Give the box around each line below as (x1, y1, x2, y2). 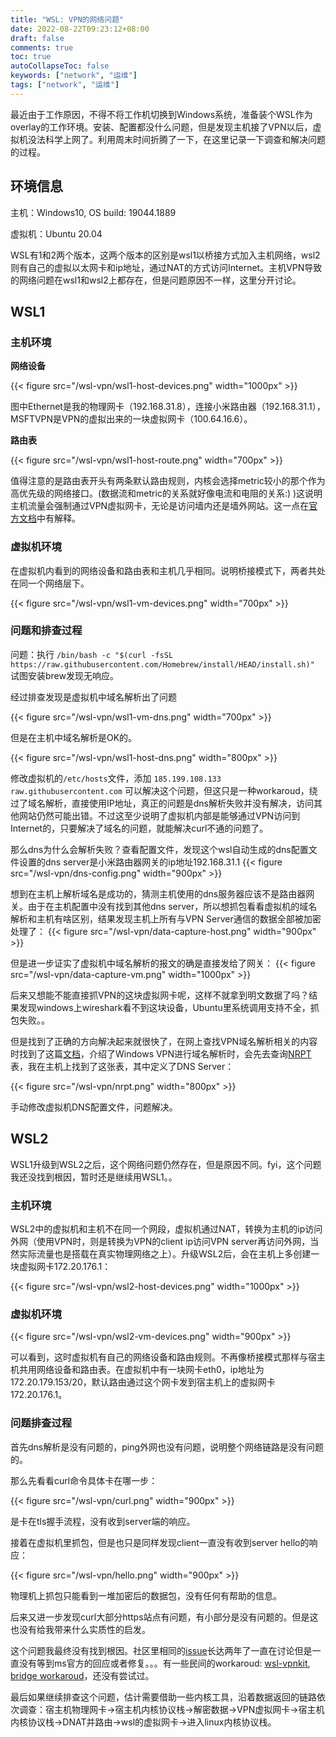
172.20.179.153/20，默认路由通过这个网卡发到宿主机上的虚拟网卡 (10, 1376, 276, 1388)
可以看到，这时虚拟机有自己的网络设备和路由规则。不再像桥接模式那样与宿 (10, 1351, 317, 1363)
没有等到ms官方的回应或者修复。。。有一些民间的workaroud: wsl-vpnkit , (18, 1657, 311, 1669)
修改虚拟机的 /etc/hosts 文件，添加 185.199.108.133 (10, 772, 222, 784)
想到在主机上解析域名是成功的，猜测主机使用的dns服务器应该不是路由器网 (10, 887, 315, 900)
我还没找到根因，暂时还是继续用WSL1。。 (10, 1171, 178, 1183)
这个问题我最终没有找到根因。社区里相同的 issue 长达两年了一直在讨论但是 (10, 1644, 313, 1656)
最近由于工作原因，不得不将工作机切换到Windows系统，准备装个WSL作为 (10, 108, 313, 120)
